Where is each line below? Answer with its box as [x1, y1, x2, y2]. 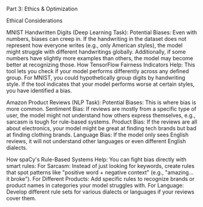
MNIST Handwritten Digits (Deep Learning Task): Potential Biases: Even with [6, 29, 198, 36]
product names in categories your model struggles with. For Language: [6, 182, 184, 189]
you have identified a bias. [6, 87, 72, 94]
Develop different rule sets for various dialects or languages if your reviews [6, 188, 194, 195]
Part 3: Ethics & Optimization [6, 5, 78, 12]
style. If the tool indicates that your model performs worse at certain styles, [6, 80, 195, 88]
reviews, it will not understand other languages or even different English [6, 138, 187, 145]
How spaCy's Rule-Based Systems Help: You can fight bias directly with [6, 156, 187, 163]
